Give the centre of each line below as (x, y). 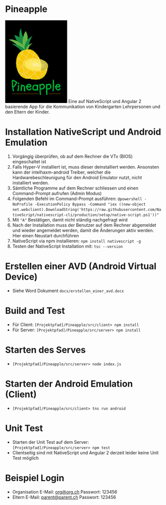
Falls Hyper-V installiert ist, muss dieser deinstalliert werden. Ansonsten (86, 167)
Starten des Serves (45, 350)
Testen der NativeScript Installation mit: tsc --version (67, 246)
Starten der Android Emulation (69, 384)
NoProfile (23, 204)
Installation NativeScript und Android (83, 132)
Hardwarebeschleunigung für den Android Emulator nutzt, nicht (77, 177)
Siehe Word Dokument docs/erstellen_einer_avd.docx (68, 291)
